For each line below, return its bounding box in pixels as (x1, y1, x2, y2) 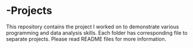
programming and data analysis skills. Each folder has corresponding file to (6, 29, 188, 36)
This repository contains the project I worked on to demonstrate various (6, 23, 180, 30)
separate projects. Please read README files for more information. (6, 35, 167, 42)
